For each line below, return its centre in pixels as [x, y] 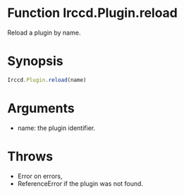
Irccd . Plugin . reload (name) [47, 80]
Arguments [41, 108]
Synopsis [35, 61]
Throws [30, 156]
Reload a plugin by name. [44, 32]
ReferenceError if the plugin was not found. [80, 183]
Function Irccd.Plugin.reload [92, 13]
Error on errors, [40, 176]
